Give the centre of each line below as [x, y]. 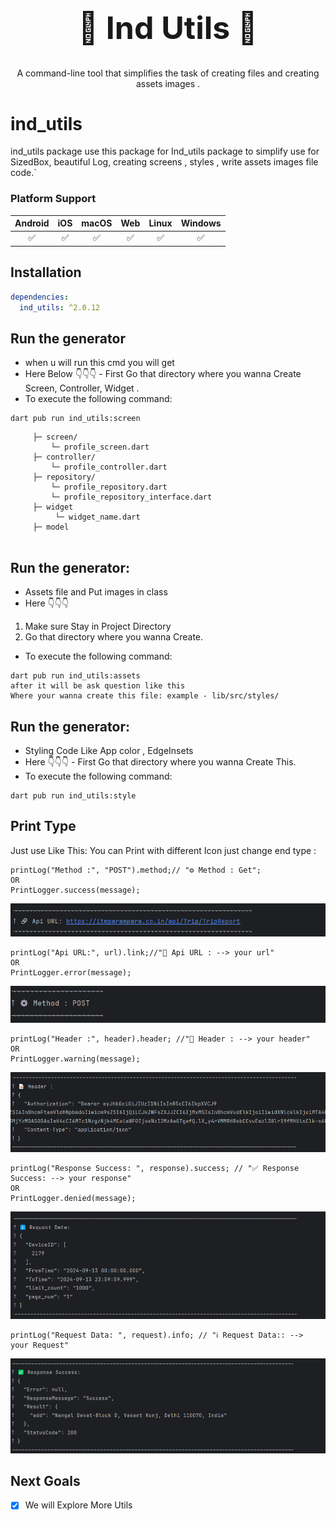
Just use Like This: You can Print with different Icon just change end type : [163, 850]
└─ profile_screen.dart [100, 447]
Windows [201, 223]
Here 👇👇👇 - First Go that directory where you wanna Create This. [160, 761]
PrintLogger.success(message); [75, 890]
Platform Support [53, 199]
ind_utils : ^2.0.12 [60, 307]
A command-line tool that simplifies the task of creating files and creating [168, 73]
